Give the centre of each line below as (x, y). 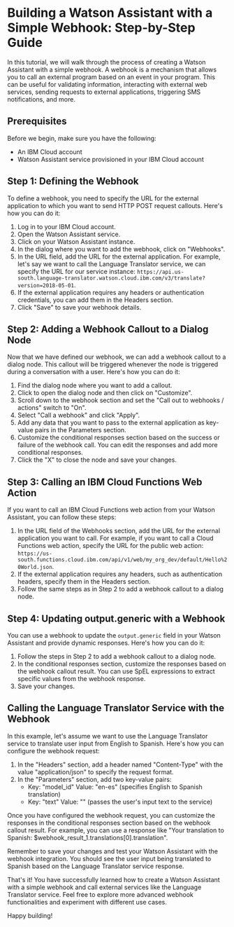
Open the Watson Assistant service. (69, 234)
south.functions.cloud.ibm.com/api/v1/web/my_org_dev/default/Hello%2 (122, 560)
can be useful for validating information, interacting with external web (107, 84)
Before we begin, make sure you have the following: (82, 138)
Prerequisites (37, 122)
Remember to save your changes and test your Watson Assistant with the (113, 851)
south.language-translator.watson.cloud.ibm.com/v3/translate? (111, 278)
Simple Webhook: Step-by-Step (101, 28)
